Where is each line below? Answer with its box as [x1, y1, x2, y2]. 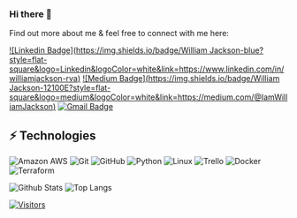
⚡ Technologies [9, 128, 96, 143]
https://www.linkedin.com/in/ [179, 64, 285, 74]
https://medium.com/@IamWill [177, 92, 288, 102]
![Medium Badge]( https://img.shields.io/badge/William [82, 73, 280, 84]
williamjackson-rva [9, 73, 78, 84]
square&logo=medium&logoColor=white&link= [9, 92, 179, 102]
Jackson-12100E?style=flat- [9, 83, 111, 94]
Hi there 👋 [9, 8, 53, 20]
